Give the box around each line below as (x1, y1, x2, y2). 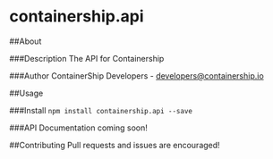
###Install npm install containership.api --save (9, 105, 192, 115)
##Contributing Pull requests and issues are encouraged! (9, 139, 221, 150)
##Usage (9, 88, 44, 98)
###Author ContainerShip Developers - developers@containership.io (9, 70, 264, 81)
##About (9, 36, 42, 46)
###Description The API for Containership (9, 53, 165, 63)
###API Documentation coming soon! (9, 122, 148, 133)
